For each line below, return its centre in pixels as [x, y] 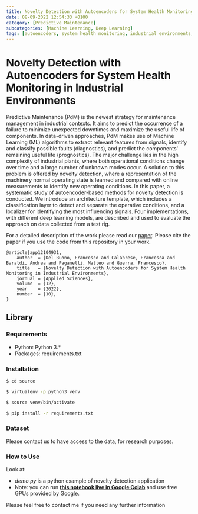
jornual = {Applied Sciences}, [55, 279]
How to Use [23, 457]
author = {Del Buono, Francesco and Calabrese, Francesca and [96, 258]
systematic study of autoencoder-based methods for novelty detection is [95, 192]
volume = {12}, [37, 284]
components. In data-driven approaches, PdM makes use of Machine [90, 136]
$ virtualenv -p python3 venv [43, 391]
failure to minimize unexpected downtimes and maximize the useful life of [95, 130]
